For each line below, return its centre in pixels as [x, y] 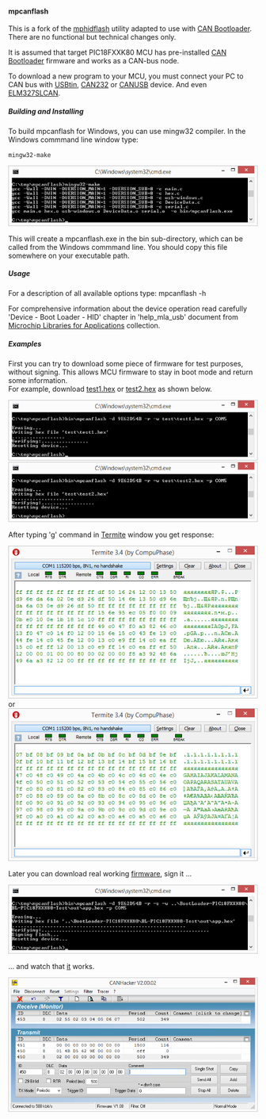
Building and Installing [46, 111]
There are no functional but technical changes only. [92, 37]
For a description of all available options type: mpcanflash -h [107, 293]
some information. [38, 381]
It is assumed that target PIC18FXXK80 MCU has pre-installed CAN [118, 52]
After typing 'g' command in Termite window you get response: [111, 535]
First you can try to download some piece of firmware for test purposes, [126, 364]
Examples [25, 344]
